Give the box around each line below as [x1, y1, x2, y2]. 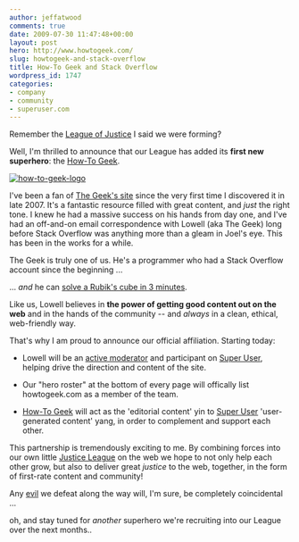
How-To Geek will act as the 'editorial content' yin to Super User [21, 406, 259, 417]
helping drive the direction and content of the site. [21, 363, 207, 373]
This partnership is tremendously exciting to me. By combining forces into [9, 443, 281, 454]
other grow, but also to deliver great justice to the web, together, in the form [9, 462, 287, 472]
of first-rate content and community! [9, 471, 144, 482]
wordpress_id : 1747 [9, 71, 82, 80]
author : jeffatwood [9, 13, 82, 22]
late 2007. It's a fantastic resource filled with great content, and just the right [9, 200, 290, 211]
